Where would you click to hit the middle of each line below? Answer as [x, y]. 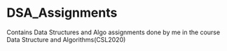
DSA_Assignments [62, 13]
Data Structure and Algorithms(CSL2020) [66, 39]
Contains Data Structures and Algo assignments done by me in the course [113, 32]
